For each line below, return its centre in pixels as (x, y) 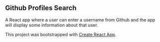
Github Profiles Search (41, 8)
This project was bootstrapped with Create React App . (61, 34)
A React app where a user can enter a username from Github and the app (80, 20)
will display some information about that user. (52, 25)
